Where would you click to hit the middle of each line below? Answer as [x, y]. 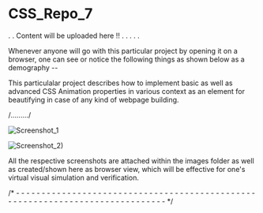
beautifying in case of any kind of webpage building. [94, 99]
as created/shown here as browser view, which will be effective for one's [127, 169]
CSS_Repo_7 [51, 14]
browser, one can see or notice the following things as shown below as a [126, 59]
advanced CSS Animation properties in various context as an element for [127, 91]
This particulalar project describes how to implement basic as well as [120, 83]
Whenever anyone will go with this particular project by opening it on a [123, 50]
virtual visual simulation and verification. [74, 177]
